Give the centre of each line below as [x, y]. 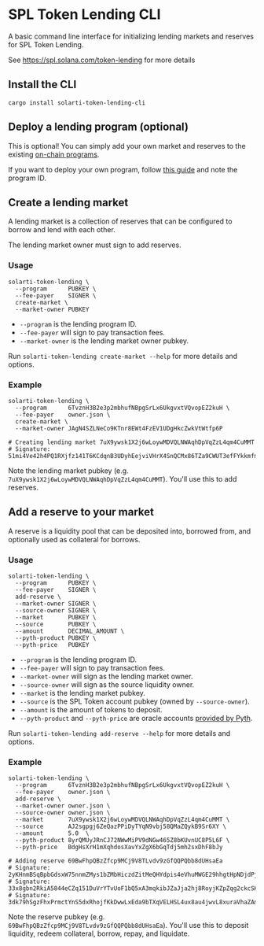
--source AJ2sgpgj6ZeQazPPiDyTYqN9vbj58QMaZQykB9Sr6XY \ [121, 827]
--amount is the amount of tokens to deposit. [91, 710]
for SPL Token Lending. [46, 44]
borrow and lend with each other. [62, 230]
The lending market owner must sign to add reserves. [95, 245]
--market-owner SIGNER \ [56, 604]
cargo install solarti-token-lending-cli [77, 103]
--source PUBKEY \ [56, 625]
